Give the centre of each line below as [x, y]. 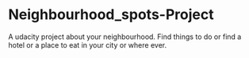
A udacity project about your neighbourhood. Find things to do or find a [125, 37]
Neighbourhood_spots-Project [111, 15]
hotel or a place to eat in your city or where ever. [88, 44]
